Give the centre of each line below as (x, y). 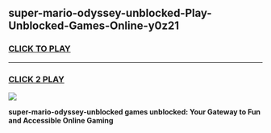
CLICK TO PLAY (40, 49)
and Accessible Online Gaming (61, 120)
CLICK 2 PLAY (36, 79)
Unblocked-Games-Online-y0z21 (94, 26)
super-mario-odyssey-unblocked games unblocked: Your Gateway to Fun (134, 111)
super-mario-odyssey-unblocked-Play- (110, 13)
